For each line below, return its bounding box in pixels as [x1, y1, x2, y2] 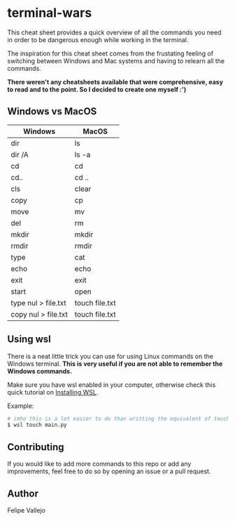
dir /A [10, 150, 29, 159]
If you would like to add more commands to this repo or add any [7, 460, 192, 468]
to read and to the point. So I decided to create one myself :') [7, 85, 187, 93]
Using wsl [7, 334, 51, 345]
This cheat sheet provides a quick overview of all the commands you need [7, 28, 222, 37]
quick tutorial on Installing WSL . [7, 388, 99, 396]
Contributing [7, 441, 64, 453]
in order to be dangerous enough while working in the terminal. [7, 35, 189, 44]
